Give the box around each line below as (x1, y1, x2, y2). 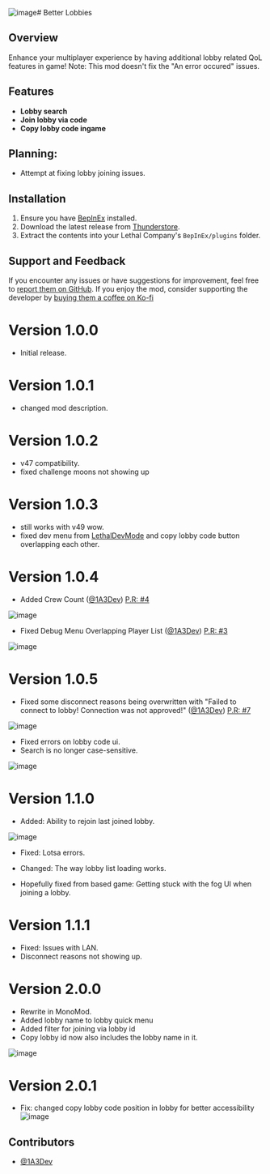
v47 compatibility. (19, 458, 80, 467)
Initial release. (19, 348, 67, 357)
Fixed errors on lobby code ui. (19, 736, 120, 746)
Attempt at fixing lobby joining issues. (19, 169, 146, 178)
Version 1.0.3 (8, 495, 99, 514)
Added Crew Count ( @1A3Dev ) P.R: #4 (19, 594, 150, 604)
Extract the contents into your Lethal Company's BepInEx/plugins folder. (19, 231, 261, 241)
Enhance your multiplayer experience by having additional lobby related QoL (8, 53, 263, 62)
